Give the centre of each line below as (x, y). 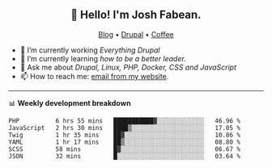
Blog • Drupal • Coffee (136, 34)
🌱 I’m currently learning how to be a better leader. (103, 58)
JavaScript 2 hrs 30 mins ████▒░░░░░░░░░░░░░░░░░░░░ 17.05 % (125, 128)
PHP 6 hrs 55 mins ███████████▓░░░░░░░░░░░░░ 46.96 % (125, 121)
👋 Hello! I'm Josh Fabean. (136, 15)
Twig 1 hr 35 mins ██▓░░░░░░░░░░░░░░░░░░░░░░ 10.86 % (125, 135)
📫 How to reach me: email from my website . (94, 76)
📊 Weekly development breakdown (70, 103)
